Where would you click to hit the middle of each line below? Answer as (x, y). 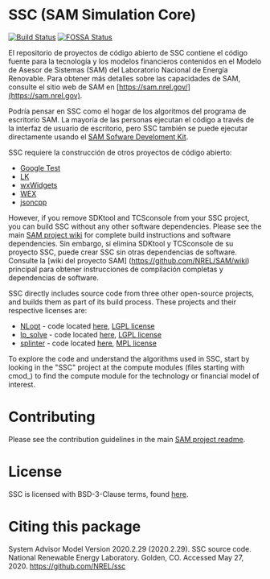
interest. (22, 384)
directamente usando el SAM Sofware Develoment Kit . (98, 136)
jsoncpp (33, 202)
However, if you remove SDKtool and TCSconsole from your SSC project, (129, 217)
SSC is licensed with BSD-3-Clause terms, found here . (98, 494)
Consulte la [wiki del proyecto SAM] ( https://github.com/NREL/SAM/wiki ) (129, 260)
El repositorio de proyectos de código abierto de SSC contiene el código (128, 52)
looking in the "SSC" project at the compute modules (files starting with (127, 367)
